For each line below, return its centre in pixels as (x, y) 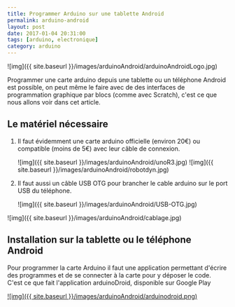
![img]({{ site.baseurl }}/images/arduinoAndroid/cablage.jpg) (94, 217)
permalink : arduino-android (48, 20)
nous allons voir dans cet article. (54, 102)
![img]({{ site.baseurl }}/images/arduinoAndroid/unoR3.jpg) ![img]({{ (115, 162)
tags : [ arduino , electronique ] (53, 40)
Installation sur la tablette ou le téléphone (99, 240)
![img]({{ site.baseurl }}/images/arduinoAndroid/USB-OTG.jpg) (107, 204)
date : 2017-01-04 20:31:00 (47, 33)
